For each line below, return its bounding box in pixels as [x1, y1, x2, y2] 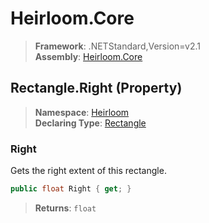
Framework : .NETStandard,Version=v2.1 [34, 40, 201, 52]
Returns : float [34, 202, 97, 214]
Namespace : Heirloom [34, 106, 130, 118]
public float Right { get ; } [10, 184, 132, 194]
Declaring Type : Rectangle [34, 117, 147, 129]
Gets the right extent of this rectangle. [10, 165, 167, 177]
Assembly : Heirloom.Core [34, 50, 143, 62]
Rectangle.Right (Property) [10, 80, 183, 97]
